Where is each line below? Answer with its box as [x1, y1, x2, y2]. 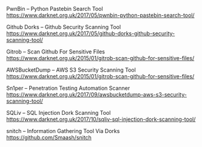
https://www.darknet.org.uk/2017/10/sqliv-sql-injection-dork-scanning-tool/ [6, 115, 196, 123]
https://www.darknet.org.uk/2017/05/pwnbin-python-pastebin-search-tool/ [6, 12, 195, 19]
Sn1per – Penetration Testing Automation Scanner [6, 84, 130, 92]
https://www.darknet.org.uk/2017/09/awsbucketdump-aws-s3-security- [6, 91, 187, 98]
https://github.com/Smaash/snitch [6, 134, 92, 141]
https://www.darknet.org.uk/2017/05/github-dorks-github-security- [6, 30, 175, 37]
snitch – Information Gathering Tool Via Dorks [6, 128, 120, 134]
